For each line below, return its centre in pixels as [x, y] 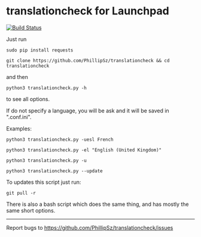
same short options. [31, 210]
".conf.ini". [19, 117]
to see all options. [28, 99]
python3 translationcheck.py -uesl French [60, 139]
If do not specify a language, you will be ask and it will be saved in [88, 110]
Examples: [19, 128]
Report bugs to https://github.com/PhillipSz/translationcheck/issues [90, 227]
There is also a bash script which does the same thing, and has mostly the [98, 204]
